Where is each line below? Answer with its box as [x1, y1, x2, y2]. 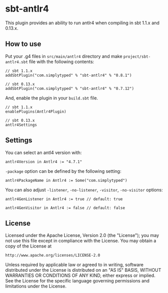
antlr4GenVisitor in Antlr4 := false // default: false [5, 205, 125, 210]
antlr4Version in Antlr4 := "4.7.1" [5, 159, 82, 164]
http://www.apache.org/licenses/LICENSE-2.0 [5, 253, 100, 258]
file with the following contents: [29, 59, 94, 65]
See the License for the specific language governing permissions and [5, 278, 150, 284]
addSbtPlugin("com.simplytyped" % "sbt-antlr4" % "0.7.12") [5, 86, 135, 91]
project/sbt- [123, 54, 151, 59]
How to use [5, 40, 41, 48]
